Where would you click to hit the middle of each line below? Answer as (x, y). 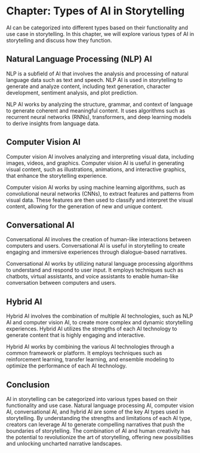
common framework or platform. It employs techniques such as (84, 353)
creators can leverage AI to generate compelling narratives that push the (96, 424)
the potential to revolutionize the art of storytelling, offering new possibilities (100, 437)
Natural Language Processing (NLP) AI (79, 59)
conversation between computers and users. (61, 283)
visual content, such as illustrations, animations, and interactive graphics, (96, 169)
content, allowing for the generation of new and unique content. (84, 206)
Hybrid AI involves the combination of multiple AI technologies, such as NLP (100, 316)
